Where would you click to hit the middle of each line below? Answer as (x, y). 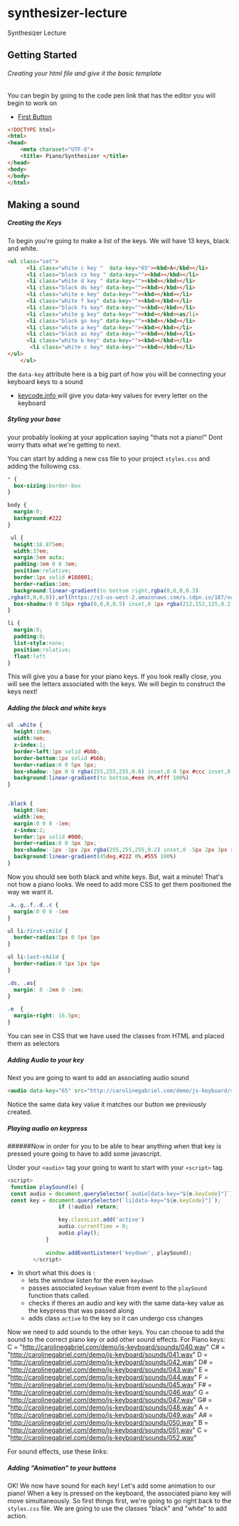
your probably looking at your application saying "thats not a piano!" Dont (115, 437)
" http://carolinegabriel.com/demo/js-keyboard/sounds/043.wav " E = (108, 1370)
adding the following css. (44, 466)
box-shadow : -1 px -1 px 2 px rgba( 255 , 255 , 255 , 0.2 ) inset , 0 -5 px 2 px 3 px (121, 850)
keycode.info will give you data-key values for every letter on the (113, 395)
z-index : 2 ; (30, 830)
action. (17, 1516)
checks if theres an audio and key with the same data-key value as (126, 1303)
